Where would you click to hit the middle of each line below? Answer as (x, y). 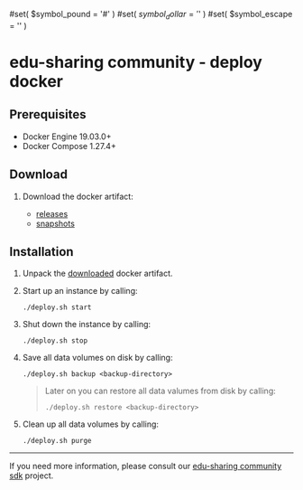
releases (52, 213)
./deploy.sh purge (57, 441)
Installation (41, 252)
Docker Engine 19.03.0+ (67, 137)
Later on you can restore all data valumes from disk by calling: (161, 391)
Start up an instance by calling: (80, 291)
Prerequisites (48, 114)
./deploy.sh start (57, 307)
